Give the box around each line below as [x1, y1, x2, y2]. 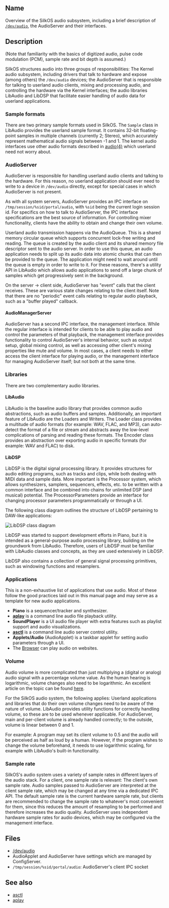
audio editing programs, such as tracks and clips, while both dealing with [5, 471, 157, 477]
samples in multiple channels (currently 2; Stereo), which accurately [17, 132, 158, 138]
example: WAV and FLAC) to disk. [5, 443, 75, 449]
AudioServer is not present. [5, 189, 62, 195]
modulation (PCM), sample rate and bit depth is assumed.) [5, 56, 126, 62]
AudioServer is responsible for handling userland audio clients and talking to [5, 173, 163, 179]
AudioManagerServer [5, 310, 52, 316]
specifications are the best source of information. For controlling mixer [5, 215, 151, 221]
